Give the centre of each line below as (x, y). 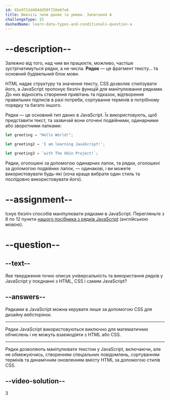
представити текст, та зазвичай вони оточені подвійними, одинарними (82, 121)
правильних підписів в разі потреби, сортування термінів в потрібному (82, 100)
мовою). (14, 224)
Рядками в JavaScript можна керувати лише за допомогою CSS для (79, 309)
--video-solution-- (35, 381)
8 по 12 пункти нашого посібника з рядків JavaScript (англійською (77, 219)
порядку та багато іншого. (33, 105)
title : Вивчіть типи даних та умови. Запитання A (59, 15)
